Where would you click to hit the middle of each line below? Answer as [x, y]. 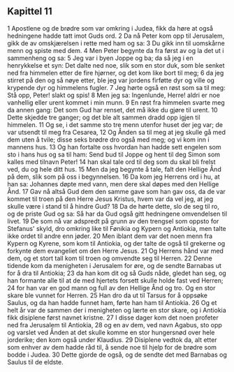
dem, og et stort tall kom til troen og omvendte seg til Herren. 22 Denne [110, 258]
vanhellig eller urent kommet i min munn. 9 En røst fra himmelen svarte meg [116, 102]
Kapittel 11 [30, 12]
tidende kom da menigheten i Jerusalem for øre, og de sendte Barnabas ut [115, 265]
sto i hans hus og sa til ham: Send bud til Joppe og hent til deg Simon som [114, 154]
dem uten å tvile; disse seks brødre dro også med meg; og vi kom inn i [108, 140]
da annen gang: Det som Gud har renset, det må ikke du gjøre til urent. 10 [112, 110]
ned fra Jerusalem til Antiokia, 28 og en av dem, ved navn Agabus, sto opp [115, 325]
